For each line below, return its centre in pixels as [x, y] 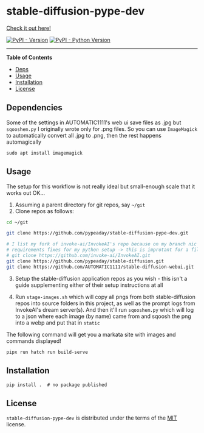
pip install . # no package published [57, 385]
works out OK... [26, 192]
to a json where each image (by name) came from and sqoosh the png [103, 316]
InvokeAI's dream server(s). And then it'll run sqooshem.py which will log [104, 309]
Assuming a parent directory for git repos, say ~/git [80, 205]
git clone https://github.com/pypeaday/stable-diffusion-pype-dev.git [97, 233]
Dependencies [34, 108]
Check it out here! [29, 28]
